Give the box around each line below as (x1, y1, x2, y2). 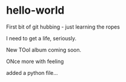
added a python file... (6, 69, 58, 76)
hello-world (6, 4, 65, 17)
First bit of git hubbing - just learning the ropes (6, 23, 120, 30)
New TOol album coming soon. (6, 46, 82, 53)
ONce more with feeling (6, 58, 64, 65)
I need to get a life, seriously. (6, 34, 77, 42)
